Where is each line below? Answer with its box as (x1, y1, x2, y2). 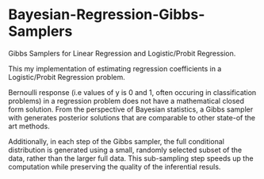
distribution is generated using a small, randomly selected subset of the (8, 145, 243, 154)
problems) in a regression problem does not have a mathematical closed (8, 96, 244, 105)
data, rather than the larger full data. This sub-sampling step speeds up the (8, 153, 254, 163)
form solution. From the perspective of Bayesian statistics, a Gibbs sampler (8, 105, 254, 114)
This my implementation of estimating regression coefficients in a (8, 63, 222, 73)
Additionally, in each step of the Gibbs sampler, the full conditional (8, 136, 224, 146)
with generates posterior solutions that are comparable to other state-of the (8, 112, 256, 122)
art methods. (8, 121, 50, 131)
